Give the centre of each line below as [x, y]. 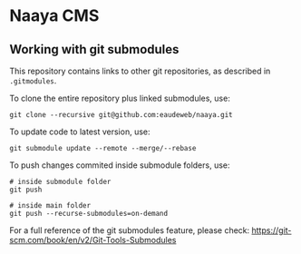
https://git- [272, 230]
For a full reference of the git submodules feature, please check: [130, 230]
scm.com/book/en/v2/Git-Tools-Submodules [93, 240]
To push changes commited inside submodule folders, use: [120, 165]
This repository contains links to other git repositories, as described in [140, 71]
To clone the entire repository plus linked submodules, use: [120, 98]
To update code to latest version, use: [80, 132]
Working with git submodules [94, 49]
